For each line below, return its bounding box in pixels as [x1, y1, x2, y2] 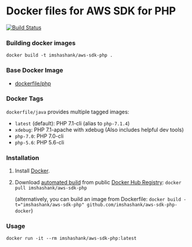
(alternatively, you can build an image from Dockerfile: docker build [14, 196, 181, 203]
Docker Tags [6, 94, 43, 103]
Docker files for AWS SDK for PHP [6, 4, 177, 18]
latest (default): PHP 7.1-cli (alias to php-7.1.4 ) [14, 119, 130, 126]
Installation [6, 153, 40, 162]
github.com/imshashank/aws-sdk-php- [87, 202, 178, 208]
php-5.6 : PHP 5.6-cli [14, 138, 64, 146]
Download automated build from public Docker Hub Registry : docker [14, 179, 182, 186]
